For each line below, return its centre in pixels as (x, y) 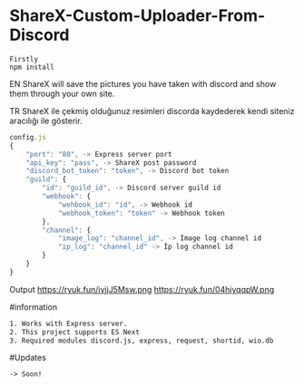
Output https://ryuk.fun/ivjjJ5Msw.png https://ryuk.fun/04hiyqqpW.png (142, 289)
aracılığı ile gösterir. (46, 121)
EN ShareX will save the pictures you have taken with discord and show (143, 83)
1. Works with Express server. (69, 323)
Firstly (24, 59)
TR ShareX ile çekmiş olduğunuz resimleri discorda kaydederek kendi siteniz (152, 111)
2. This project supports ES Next (75, 332)
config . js (28, 137)
